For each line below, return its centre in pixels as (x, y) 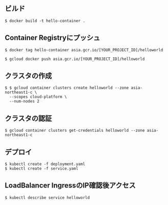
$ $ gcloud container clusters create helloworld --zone (67, 88)
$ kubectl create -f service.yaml (42, 169)
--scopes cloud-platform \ (38, 97)
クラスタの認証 (28, 118)
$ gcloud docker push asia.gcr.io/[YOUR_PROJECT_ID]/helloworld (75, 59)
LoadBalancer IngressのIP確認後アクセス (70, 186)
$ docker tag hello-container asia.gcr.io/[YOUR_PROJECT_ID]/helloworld (84, 50)
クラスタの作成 (28, 76)
